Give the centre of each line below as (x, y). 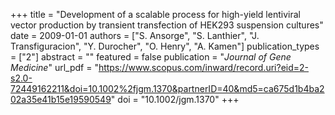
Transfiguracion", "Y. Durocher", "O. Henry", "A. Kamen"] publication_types (165, 46)
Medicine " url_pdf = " (54, 67)
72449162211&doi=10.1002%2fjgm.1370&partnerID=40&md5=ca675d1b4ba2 (167, 88)
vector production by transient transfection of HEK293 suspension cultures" (167, 25)
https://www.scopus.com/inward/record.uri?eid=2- (204, 67)
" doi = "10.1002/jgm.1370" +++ (175, 99)
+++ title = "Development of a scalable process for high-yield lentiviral (155, 14)
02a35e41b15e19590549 (61, 99)
